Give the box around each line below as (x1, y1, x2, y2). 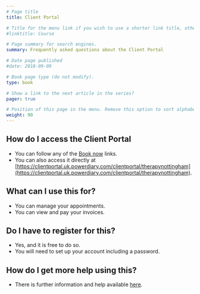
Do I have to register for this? (6, 226, 115, 236)
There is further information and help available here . (14, 281, 143, 288)
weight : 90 (6, 112, 33, 118)
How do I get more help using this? (6, 265, 137, 275)
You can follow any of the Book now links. (14, 150, 118, 157)
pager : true (6, 96, 36, 102)
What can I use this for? (6, 186, 96, 197)
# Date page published (6, 58, 62, 64)
